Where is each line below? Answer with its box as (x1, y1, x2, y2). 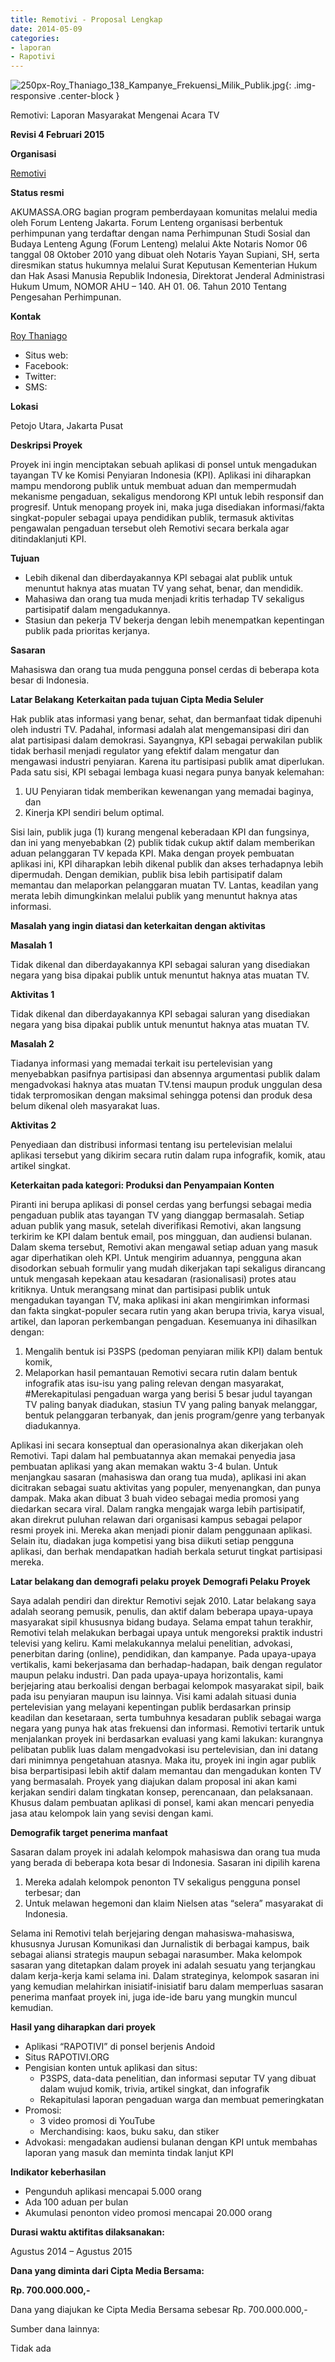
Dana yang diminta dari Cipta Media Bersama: (10, 2265, 205, 2277)
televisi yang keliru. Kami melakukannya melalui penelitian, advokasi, (10, 1637, 293, 1650)
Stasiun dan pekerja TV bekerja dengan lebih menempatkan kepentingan (24, 614, 325, 626)
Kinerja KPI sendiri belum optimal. (24, 807, 165, 819)
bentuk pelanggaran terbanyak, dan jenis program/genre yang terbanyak (24, 1409, 325, 1421)
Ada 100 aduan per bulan (24, 2196, 129, 2208)
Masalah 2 (10, 1038, 55, 1050)
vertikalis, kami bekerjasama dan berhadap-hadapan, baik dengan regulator (10, 1659, 323, 1671)
